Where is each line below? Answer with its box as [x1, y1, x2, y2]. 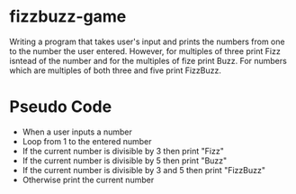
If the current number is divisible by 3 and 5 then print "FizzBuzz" [22, 164, 265, 175]
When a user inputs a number [22, 126, 132, 137]
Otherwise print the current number [22, 174, 155, 185]
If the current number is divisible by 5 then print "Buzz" [22, 155, 228, 166]
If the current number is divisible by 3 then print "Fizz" [22, 145, 225, 156]
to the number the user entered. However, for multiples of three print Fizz [9, 45, 281, 56]
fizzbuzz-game [9, 6, 127, 27]
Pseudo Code [9, 97, 112, 117]
